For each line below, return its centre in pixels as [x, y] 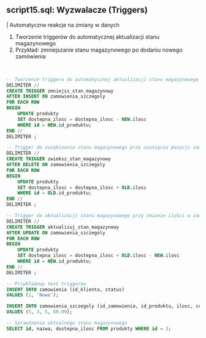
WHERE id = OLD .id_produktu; [55, 193]
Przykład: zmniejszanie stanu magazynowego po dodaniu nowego [99, 50]
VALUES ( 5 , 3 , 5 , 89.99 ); [39, 312]
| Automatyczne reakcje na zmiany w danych [63, 25]
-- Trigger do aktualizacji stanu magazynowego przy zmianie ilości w [98, 216]
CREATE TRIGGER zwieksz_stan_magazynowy [59, 159]
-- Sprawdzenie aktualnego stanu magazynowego [67, 323]
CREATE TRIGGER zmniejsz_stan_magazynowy [60, 91]
